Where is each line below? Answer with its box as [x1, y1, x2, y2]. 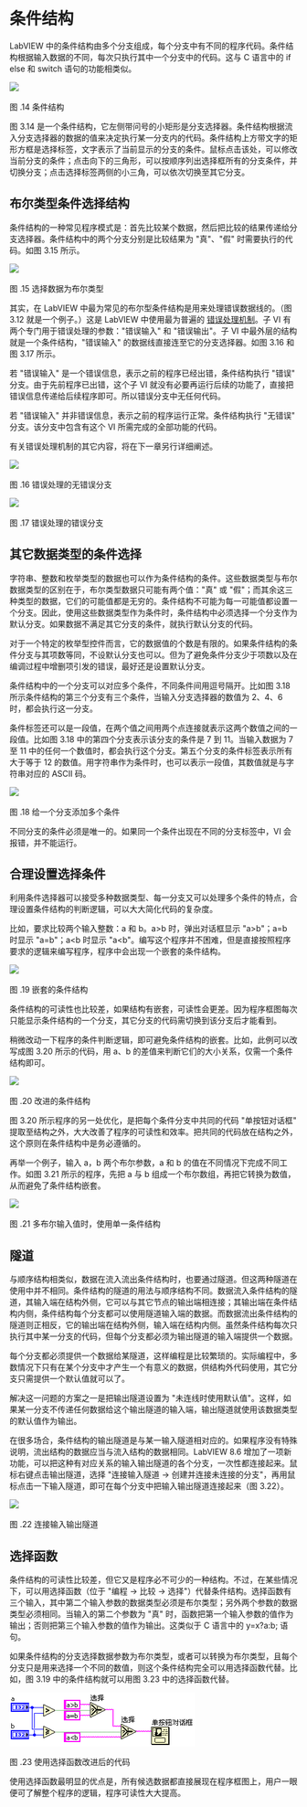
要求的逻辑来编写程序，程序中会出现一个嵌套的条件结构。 [9, 946, 226, 957]
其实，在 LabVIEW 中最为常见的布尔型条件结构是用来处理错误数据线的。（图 [9, 303, 292, 314]
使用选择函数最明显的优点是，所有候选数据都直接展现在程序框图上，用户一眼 [9, 1776, 298, 1787]
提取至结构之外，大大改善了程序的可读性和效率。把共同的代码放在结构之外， [9, 1126, 298, 1138]
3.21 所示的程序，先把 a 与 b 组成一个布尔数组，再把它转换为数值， [43, 1169, 296, 1180]
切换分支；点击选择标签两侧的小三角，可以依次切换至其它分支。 [9, 166, 249, 177]
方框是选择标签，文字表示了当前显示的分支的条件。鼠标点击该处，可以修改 [16, 143, 298, 154]
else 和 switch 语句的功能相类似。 [9, 63, 137, 74]
